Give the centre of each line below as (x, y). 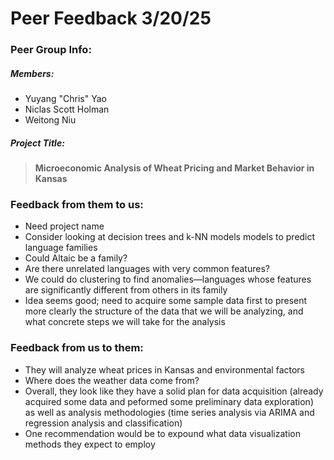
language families (61, 248)
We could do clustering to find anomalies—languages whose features (168, 279)
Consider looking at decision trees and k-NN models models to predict (170, 237)
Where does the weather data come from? (112, 380)
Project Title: (37, 143)
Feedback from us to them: (77, 348)
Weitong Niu (50, 120)
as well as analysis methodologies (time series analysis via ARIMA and (169, 412)
